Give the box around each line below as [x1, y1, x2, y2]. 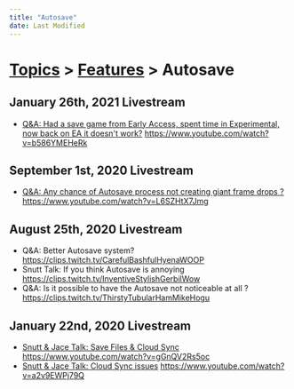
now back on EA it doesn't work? [21, 128, 143, 139]
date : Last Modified [9, 21, 86, 30]
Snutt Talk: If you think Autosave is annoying [21, 264, 185, 275]
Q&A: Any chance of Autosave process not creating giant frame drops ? [21, 187, 284, 197]
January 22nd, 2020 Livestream [9, 318, 192, 333]
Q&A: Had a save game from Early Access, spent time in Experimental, [21, 118, 280, 129]
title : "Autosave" [9, 12, 77, 22]
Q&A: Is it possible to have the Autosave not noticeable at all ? [21, 283, 249, 294]
